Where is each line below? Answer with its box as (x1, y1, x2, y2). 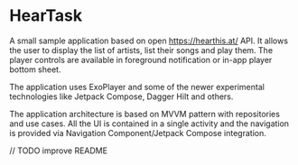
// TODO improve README (9, 145, 108, 156)
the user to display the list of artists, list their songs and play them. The (9, 44, 274, 55)
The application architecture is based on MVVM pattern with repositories (9, 108, 280, 119)
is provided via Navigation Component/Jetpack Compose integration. (9, 127, 266, 138)
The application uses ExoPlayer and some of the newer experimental (9, 81, 265, 92)
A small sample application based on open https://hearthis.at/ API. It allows (9, 35, 289, 46)
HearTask (9, 5, 83, 26)
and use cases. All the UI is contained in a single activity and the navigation (9, 118, 290, 129)
